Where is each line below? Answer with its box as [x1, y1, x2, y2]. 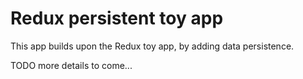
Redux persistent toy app [10, 7, 224, 30]
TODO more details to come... [10, 59, 133, 71]
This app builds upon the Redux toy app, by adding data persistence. [10, 40, 295, 52]
